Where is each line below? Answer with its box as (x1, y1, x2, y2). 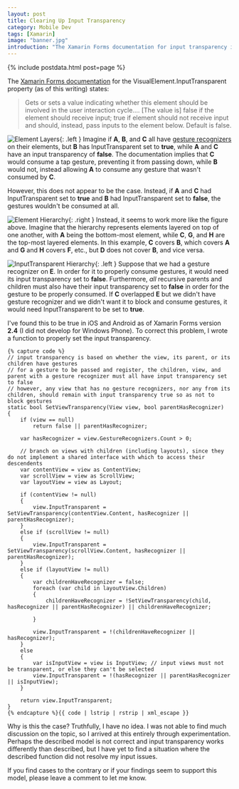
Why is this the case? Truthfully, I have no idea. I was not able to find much (7, 722, 227, 731)
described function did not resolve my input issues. (7, 753, 158, 760)
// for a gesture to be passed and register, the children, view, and (7, 366, 221, 373)
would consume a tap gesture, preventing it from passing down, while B (7, 158, 218, 166)
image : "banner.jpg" (7, 37, 69, 44)
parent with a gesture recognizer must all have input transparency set (7, 373, 228, 380)
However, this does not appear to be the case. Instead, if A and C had (7, 187, 212, 195)
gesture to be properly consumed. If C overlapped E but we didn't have (7, 290, 216, 298)
